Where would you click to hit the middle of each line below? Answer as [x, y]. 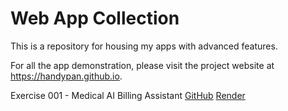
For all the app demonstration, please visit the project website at [142, 65]
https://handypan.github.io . [66, 76]
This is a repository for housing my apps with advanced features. [144, 46]
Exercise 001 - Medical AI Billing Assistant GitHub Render [128, 95]
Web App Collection [95, 18]
